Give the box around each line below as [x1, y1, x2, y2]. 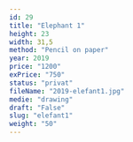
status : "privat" [9, 78, 74, 87]
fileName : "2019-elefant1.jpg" [9, 86, 125, 95]
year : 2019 [9, 54, 50, 63]
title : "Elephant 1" [9, 21, 86, 30]
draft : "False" [9, 103, 66, 112]
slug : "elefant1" [9, 111, 74, 120]
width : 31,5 [9, 37, 53, 47]
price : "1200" [9, 63, 62, 71]
